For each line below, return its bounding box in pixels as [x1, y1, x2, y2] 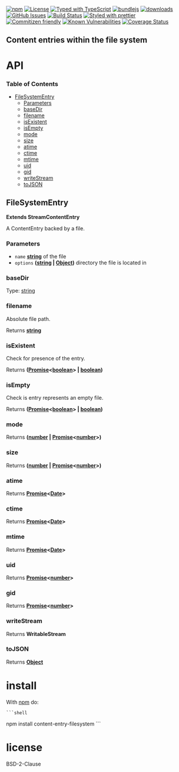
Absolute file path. [6, 315, 51, 322]
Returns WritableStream [6, 630, 66, 637]
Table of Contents [6, 79, 59, 88]
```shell [6, 710, 28, 715]
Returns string [6, 327, 42, 334]
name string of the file [14, 253, 67, 260]
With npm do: [6, 698, 39, 705]
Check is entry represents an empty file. [6, 395, 104, 402]
